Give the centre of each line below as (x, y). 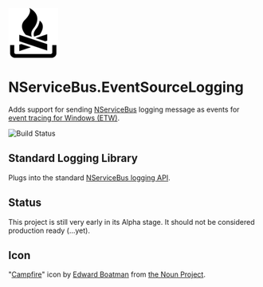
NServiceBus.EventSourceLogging (126, 87)
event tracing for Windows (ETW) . (64, 118)
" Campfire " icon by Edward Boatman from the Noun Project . (107, 274)
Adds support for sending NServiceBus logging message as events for (124, 109)
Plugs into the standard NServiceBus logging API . (89, 177)
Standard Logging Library (73, 158)
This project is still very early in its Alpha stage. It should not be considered (131, 222)
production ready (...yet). (49, 230)
